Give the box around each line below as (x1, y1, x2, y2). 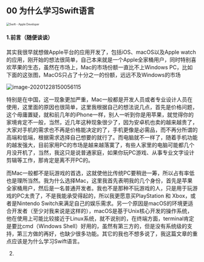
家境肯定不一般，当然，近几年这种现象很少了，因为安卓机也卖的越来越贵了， (6, 119, 198, 126)
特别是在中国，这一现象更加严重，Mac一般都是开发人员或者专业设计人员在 (6, 96, 193, 103)
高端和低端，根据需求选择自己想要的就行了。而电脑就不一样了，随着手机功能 (6, 134, 198, 141)
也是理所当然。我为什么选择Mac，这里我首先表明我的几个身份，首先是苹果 (6, 177, 193, 184)
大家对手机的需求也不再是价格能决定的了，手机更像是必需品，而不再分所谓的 (6, 126, 198, 133)
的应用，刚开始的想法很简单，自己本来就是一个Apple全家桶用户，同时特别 (6, 56, 191, 64)
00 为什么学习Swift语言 (6, 5, 95, 16)
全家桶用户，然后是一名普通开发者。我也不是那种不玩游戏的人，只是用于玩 (6, 184, 192, 192)
